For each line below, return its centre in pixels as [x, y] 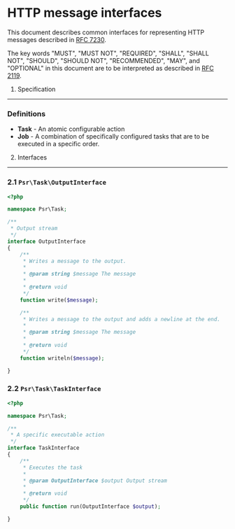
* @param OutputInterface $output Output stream [95, 481]
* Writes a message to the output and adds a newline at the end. [121, 319]
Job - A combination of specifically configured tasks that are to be [113, 136]
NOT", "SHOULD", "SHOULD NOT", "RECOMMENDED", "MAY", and [104, 60]
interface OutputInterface [47, 241]
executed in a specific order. [58, 144]
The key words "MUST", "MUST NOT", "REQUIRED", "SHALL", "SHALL [108, 53]
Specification [36, 89]
